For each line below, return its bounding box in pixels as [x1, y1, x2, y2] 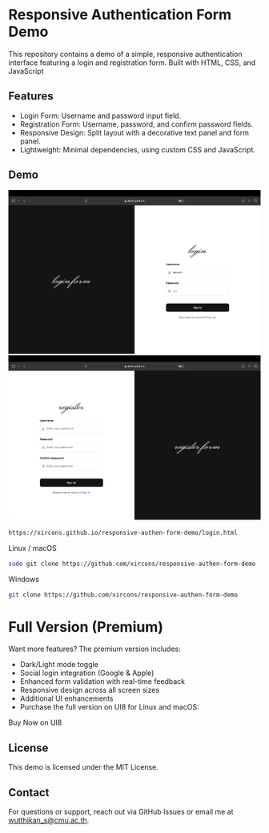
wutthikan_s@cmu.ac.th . [8, 815, 90, 825]
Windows [8, 574, 40, 584]
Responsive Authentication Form [8, 6, 232, 24]
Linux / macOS [8, 543, 58, 552]
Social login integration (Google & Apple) [19, 668, 155, 678]
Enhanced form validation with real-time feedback [19, 677, 186, 686]
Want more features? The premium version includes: [8, 644, 182, 654]
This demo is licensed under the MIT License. [8, 762, 159, 772]
